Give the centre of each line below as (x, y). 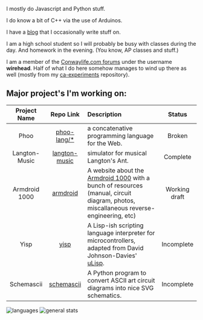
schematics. (105, 295)
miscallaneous (108, 208)
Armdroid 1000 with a (118, 178)
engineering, (105, 215)
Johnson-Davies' (112, 256)
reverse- (142, 208)
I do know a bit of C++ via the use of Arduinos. (64, 20)
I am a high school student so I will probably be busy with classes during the (101, 44)
